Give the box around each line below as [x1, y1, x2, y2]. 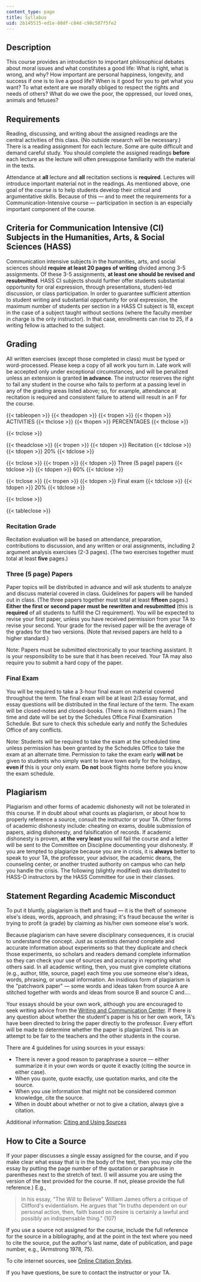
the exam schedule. [6, 769, 55, 777]
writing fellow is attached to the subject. [6, 321, 106, 328]
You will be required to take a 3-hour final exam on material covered [6, 688, 174, 695]
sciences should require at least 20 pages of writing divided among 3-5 [6, 264, 186, 271]
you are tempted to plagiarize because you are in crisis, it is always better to [6, 848, 196, 855]
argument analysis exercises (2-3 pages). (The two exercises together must [6, 548, 194, 555]
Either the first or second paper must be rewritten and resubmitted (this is [6, 603, 193, 610]
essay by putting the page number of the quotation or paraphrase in [6, 1165, 174, 1172]
